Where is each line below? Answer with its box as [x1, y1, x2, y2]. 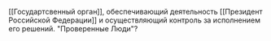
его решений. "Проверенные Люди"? [8, 24, 138, 33]
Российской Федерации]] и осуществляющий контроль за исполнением [8, 15, 260, 25]
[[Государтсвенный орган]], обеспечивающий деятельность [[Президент [8, 7, 263, 16]
